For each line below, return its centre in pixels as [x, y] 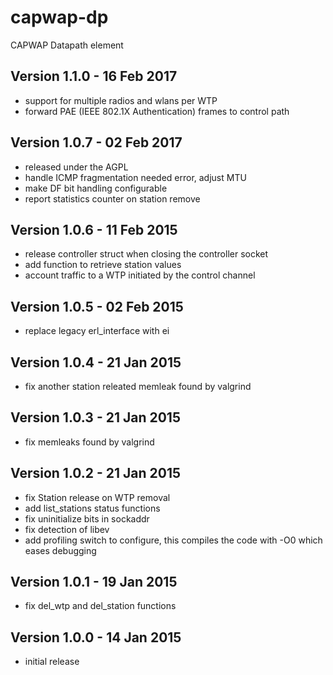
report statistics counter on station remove [112, 198]
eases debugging [60, 550]
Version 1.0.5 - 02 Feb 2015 [97, 306]
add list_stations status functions [92, 508]
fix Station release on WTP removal [97, 497]
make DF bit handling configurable [96, 188]
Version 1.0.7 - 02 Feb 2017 [96, 142]
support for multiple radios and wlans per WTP [121, 100]
